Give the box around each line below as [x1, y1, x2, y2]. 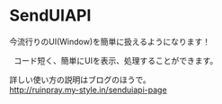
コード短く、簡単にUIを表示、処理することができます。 [13, 55, 218, 65]
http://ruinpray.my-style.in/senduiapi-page [9, 84, 168, 95]
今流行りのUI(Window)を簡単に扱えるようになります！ [9, 36, 211, 47]
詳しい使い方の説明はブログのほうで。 [9, 74, 151, 85]
